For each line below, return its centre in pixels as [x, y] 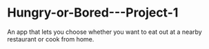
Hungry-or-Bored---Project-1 [93, 13]
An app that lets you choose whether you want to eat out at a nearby [104, 32]
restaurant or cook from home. [51, 39]
